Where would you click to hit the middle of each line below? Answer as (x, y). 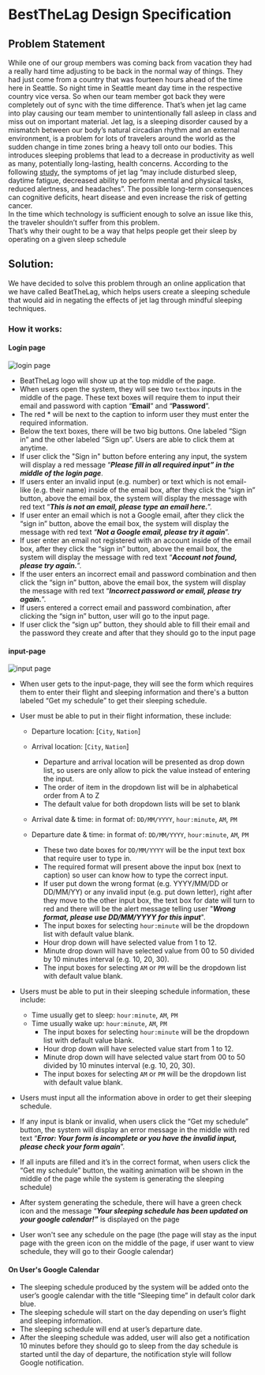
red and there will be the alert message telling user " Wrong (139, 909)
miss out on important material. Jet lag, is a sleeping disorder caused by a (128, 121)
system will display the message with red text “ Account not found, (128, 557)
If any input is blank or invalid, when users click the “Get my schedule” (134, 1122)
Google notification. (52, 1363)
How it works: (35, 328)
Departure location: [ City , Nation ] (86, 731)
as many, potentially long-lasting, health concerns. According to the (118, 163)
